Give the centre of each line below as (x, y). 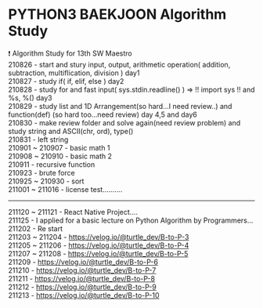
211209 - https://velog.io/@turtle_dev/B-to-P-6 (83, 262)
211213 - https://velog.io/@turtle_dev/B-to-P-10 (84, 295)
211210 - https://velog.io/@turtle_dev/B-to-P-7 (82, 270)
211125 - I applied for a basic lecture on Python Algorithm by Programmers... (131, 220)
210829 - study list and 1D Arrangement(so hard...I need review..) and (120, 106)
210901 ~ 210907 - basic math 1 (59, 147)
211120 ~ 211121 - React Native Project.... (73, 212)
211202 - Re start (36, 228)
